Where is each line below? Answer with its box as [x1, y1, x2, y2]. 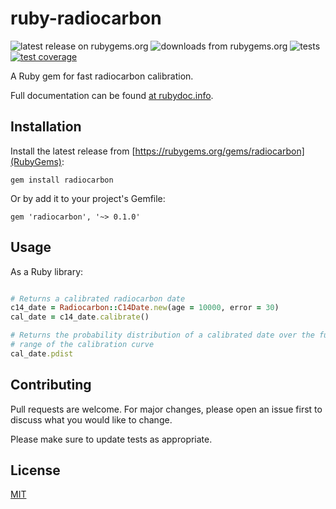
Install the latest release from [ [10, 145, 136, 157]
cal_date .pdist [10, 348, 74, 359]
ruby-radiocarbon [10, 7, 162, 30]
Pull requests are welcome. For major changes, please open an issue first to [10, 403, 323, 415]
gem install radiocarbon [10, 175, 114, 185]
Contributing [10, 377, 92, 394]
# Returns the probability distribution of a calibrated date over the [10, 330, 315, 341]
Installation [10, 118, 82, 136]
